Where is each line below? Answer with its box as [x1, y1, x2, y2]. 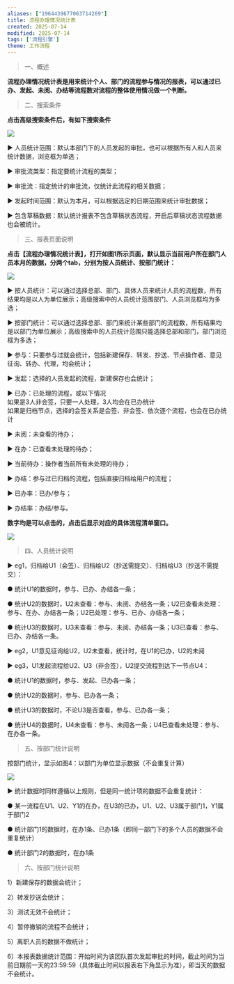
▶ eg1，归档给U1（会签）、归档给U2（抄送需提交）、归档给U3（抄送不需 [7, 561, 213, 570]
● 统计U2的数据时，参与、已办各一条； [7, 691, 120, 699]
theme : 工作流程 [7, 42, 50, 49]
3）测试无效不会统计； [7, 908, 72, 916]
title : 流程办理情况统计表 [7, 17, 77, 24]
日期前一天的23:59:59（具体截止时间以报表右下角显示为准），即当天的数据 [13, 961, 226, 969]
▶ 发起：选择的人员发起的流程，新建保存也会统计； [7, 374, 155, 382]
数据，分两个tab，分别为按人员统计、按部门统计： [31, 258, 176, 267]
